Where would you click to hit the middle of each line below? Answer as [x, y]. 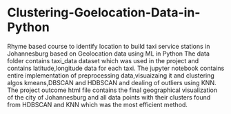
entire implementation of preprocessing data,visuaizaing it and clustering [111, 75]
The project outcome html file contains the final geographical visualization [112, 90]
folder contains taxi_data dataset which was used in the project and [103, 60]
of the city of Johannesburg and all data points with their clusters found [109, 97]
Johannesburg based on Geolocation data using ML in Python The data [109, 54]
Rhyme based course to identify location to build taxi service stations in [109, 46]
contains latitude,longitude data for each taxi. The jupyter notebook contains [116, 68]
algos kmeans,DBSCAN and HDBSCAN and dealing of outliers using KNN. [112, 82]
